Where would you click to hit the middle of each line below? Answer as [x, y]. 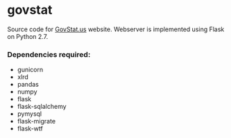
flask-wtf [30, 129]
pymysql [29, 114]
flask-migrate [36, 121]
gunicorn [30, 70]
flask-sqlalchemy [42, 107]
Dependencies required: [49, 54]
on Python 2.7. [28, 36]
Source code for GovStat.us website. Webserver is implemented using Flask [116, 29]
